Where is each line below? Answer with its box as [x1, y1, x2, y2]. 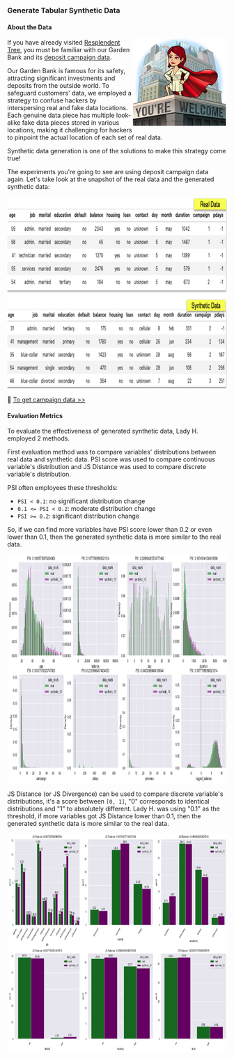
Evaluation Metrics [7, 411, 63, 420]
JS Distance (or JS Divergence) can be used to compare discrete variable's [7, 790, 224, 798]
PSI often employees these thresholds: [7, 484, 118, 492]
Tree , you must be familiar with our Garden [7, 46, 130, 54]
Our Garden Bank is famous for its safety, [7, 67, 126, 75]
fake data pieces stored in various [22, 118, 120, 127]
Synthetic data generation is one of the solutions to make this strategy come [7, 147, 226, 155]
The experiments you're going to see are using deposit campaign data [7, 168, 209, 176]
